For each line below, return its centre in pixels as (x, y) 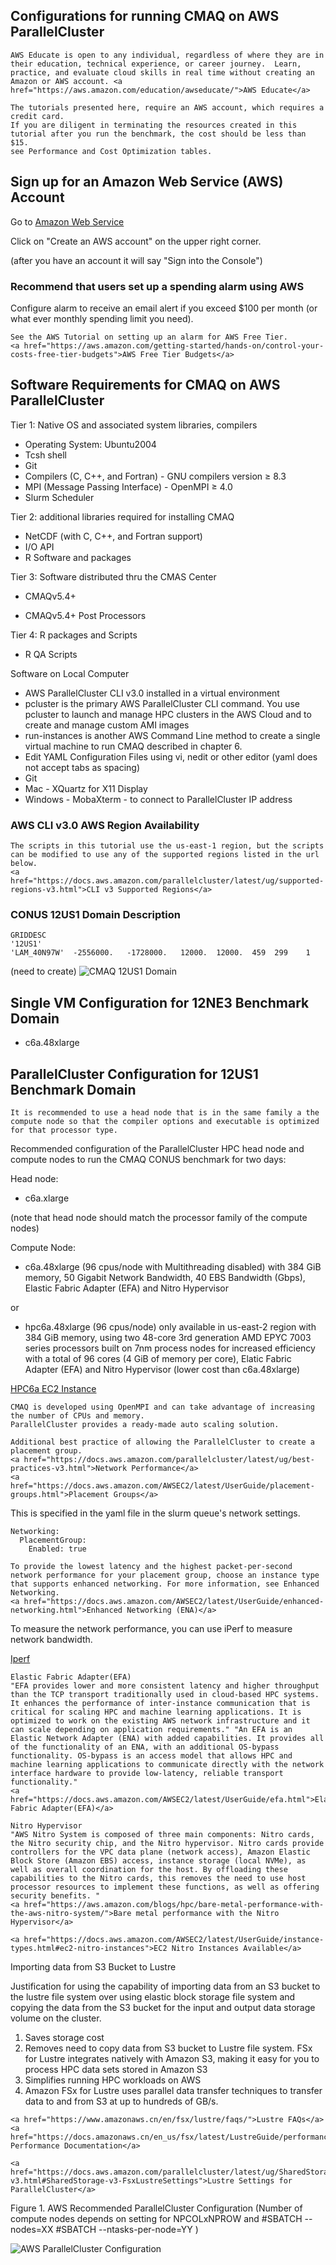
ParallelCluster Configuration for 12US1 (134, 1074)
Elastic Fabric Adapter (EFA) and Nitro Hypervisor (126, 1288)
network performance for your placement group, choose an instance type (165, 1575)
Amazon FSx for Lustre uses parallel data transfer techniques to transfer (173, 2090)
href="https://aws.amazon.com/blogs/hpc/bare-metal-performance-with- (174, 1904)
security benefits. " (55, 1895)
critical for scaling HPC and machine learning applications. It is (156, 1712)
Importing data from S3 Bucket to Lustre (93, 1966)
